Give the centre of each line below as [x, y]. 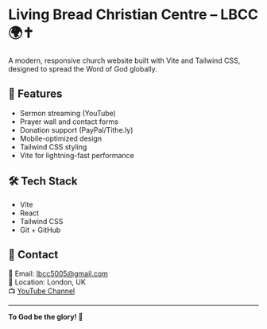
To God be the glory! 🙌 [46, 317]
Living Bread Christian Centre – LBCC [133, 15]
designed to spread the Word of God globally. [83, 68]
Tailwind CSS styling [53, 147]
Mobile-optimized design [60, 138]
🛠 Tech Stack [43, 182]
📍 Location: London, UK [47, 282]
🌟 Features [35, 94]
